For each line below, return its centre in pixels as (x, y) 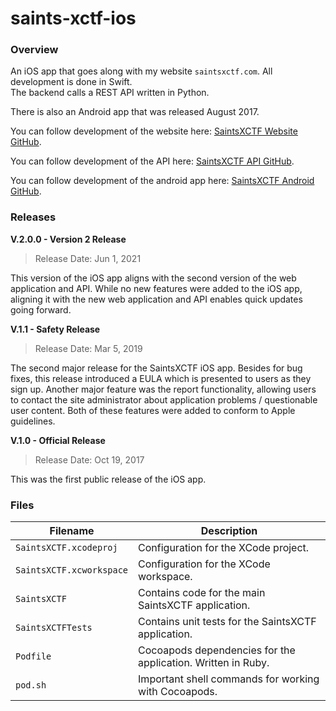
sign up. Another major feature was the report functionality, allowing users (163, 389)
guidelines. (33, 421)
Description (229, 531)
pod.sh (31, 685)
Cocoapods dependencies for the (217, 650)
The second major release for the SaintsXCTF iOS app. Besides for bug (156, 368)
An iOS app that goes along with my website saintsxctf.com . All (141, 71)
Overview (34, 50)
